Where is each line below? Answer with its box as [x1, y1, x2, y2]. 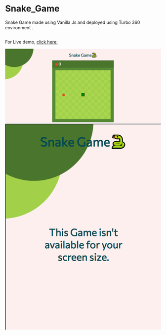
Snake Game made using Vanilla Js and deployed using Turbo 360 [5, 19, 140, 25]
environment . [5, 24, 34, 30]
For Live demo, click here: [5, 39, 58, 45]
